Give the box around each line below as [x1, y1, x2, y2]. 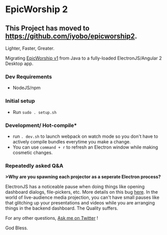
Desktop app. [5, 61, 34, 67]
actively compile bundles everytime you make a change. [12, 138, 131, 144]
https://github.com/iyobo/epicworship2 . [5, 32, 137, 40]
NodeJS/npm [12, 85, 41, 91]
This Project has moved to [5, 24, 90, 33]
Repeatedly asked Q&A [5, 162, 64, 169]
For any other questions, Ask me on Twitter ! [5, 215, 98, 221]
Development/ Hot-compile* [5, 122, 77, 129]
